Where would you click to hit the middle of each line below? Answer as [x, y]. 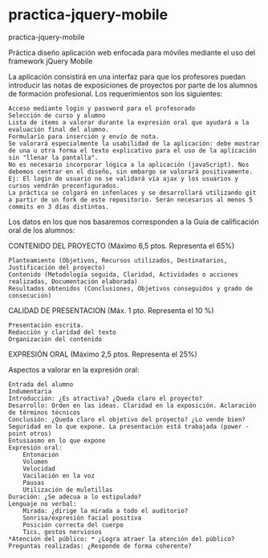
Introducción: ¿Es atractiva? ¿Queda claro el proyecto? [106, 398]
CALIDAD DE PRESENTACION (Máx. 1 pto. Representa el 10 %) [111, 310]
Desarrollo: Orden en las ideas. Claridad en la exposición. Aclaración [132, 405]
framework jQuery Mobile [51, 61]
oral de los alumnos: [42, 230]
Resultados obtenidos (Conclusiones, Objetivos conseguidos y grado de [130, 288]
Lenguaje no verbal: [43, 503]
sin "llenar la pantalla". [53, 157]
